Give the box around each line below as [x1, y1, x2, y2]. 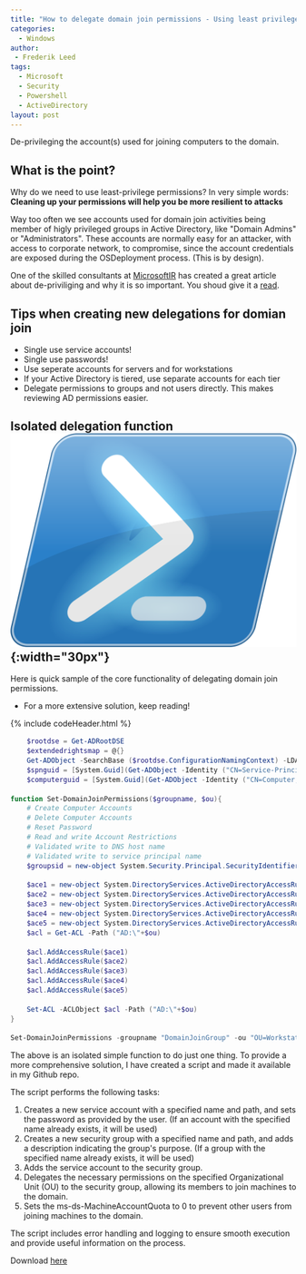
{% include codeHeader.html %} [10, 718, 132, 730]
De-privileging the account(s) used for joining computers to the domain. [10, 136, 280, 147]
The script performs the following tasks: [10, 1087, 160, 1098]
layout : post [10, 110, 60, 120]
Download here [10, 1255, 67, 1266]
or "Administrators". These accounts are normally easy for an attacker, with [10, 233, 291, 244]
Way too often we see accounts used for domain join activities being [10, 214, 266, 225]
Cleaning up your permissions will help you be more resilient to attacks [10, 196, 284, 208]
